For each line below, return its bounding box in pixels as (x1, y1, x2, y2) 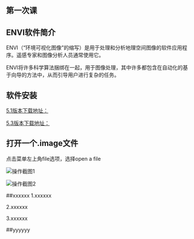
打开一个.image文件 (6, 138, 78, 148)
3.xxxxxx (6, 214, 28, 222)
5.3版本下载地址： (6, 119, 50, 127)
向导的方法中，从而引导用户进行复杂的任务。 (11, 71, 119, 78)
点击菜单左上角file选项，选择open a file (6, 155, 101, 162)
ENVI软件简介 (6, 27, 56, 37)
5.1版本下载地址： (6, 107, 49, 114)
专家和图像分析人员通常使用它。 (26, 52, 104, 59)
